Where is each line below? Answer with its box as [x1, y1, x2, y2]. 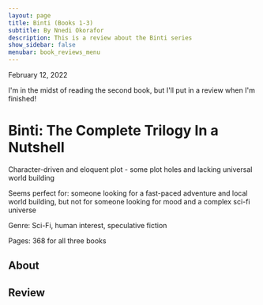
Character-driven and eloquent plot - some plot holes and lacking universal [8, 164, 253, 174]
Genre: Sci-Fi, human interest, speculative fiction [8, 220, 167, 230]
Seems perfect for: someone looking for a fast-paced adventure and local [8, 188, 248, 198]
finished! [8, 94, 37, 103]
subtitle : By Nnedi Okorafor [8, 26, 104, 34]
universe [8, 205, 37, 215]
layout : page [8, 11, 51, 20]
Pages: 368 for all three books [8, 235, 107, 246]
